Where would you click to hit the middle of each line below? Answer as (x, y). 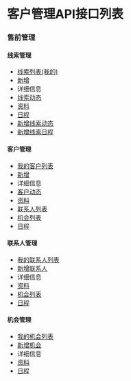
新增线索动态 (35, 123)
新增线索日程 (35, 132)
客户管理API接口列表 (65, 14)
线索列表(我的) (37, 72)
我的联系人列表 (38, 260)
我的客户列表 (35, 165)
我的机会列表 (35, 336)
